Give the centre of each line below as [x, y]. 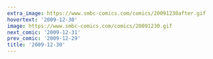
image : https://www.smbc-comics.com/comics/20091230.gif [90, 26]
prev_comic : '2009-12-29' [44, 39]
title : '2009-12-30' [37, 45]
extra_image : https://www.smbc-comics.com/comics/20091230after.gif [106, 13]
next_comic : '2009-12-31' [44, 32]
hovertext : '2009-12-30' [42, 20]
